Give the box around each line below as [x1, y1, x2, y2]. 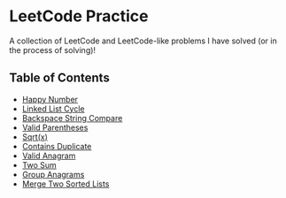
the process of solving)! [9, 44, 96, 55]
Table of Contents [9, 71, 111, 86]
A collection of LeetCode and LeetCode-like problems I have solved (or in [9, 35, 277, 46]
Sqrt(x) [21, 131, 49, 142]
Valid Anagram [21, 150, 76, 161]
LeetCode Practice [9, 6, 149, 27]
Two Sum [21, 159, 58, 170]
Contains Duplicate [21, 141, 92, 151]
